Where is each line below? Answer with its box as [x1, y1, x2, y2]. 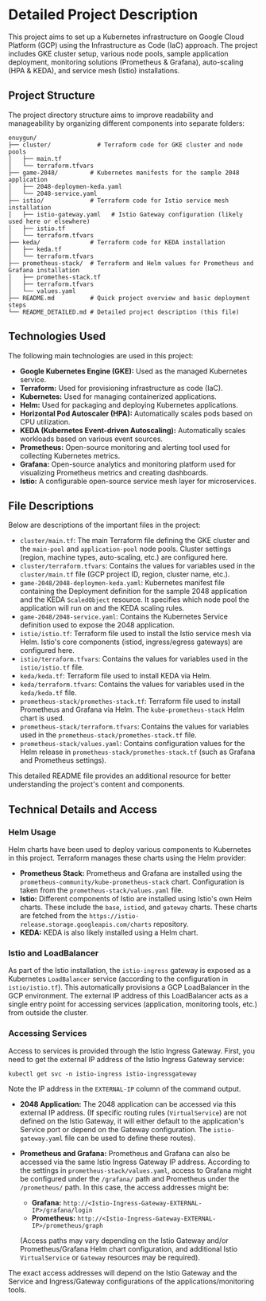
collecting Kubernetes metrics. [19, 451, 121, 460]
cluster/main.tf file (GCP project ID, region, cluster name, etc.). [19, 569, 230, 579]
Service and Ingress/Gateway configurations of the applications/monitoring [8, 1276, 255, 1286]
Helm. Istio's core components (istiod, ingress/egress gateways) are [19, 637, 244, 647]
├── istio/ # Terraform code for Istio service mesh [8, 197, 229, 205]
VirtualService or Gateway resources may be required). [19, 1252, 201, 1262]
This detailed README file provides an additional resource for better [8, 771, 232, 781]
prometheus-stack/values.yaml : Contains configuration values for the [19, 739, 245, 748]
